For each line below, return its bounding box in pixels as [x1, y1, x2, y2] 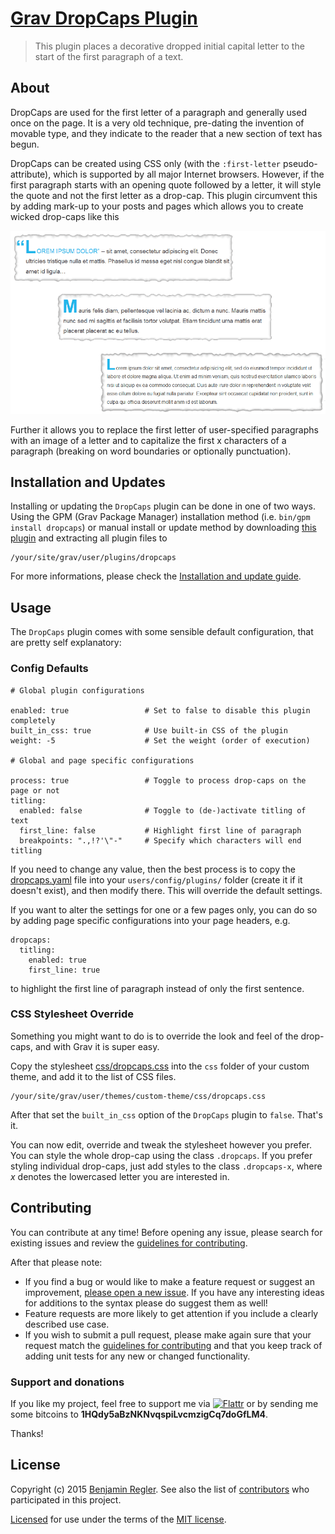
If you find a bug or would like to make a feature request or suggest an [24, 1275, 315, 1287]
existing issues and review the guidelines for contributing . [10, 1237, 248, 1249]
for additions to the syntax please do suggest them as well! [24, 1297, 268, 1309]
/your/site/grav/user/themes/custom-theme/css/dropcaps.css [10, 1091, 267, 1101]
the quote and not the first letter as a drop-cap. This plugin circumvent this [10, 189, 318, 201]
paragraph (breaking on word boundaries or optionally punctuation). [10, 445, 292, 457]
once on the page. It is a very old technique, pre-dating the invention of [10, 117, 305, 129]
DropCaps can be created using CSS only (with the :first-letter [10, 157, 281, 169]
